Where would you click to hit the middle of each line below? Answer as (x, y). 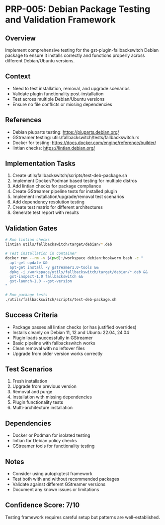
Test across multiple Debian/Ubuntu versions (58, 99)
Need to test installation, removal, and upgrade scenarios (71, 88)
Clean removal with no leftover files (48, 348)
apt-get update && (29, 263)
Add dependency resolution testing (48, 202)
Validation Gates (31, 228)
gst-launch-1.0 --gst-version (41, 281)
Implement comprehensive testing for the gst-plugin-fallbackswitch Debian (82, 50)
